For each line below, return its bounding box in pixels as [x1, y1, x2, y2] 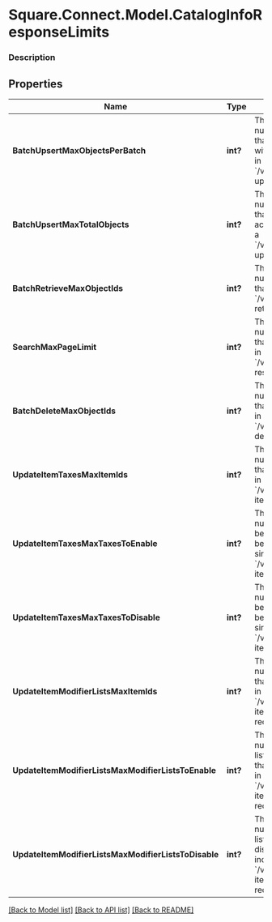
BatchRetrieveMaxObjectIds [12, 282, 124, 293]
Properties [8, 77, 63, 91]
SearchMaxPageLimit [12, 341, 97, 352]
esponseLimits [8, 23, 110, 41]
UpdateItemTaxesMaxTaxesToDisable [12, 612, 160, 623]
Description [8, 52, 56, 63]
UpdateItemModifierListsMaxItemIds [12, 685, 158, 697]
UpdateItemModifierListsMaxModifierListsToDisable [12, 848, 219, 860]
